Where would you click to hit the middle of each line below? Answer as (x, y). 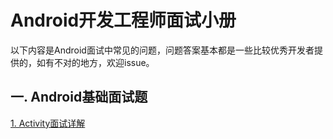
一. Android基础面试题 (79, 97)
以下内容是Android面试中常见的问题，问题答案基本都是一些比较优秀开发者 (162, 50)
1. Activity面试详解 (48, 123)
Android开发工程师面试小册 (123, 20)
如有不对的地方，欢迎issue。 (95, 62)
